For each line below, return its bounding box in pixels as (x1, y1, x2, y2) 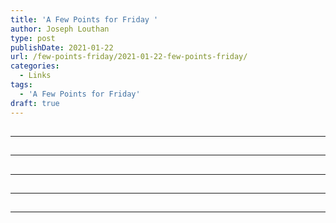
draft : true (10, 98, 60, 108)
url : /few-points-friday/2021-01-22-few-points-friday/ (10, 52, 248, 62)
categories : (10, 61, 60, 71)
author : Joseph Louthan (10, 24, 110, 34)
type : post (10, 33, 56, 43)
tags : (10, 80, 33, 90)
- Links (19, 71, 52, 81)
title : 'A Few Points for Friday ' (10, 14, 159, 25)
